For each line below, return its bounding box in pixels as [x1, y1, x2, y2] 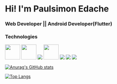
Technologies [5, 34, 38, 40]
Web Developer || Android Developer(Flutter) [5, 21, 112, 27]
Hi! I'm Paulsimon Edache [5, 3, 109, 14]
